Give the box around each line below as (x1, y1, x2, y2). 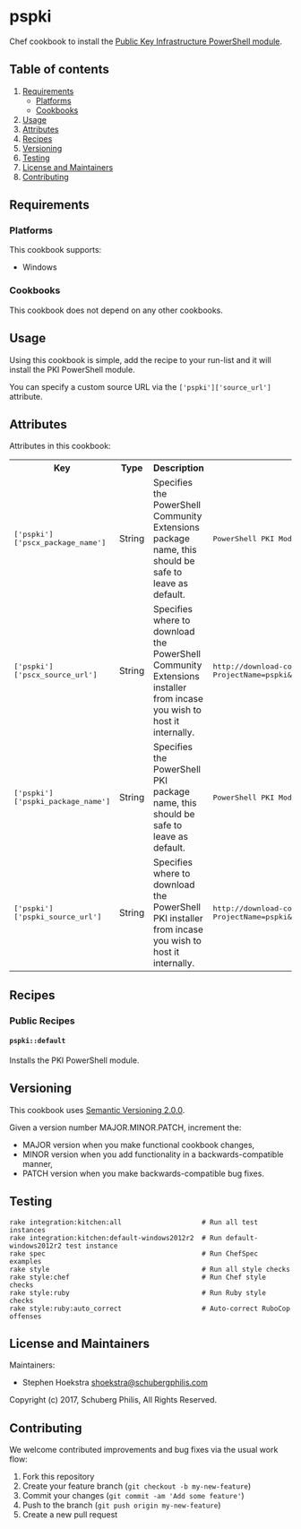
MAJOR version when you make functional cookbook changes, (21, 1139, 255, 1150)
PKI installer (153, 912, 203, 925)
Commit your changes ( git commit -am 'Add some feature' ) (21, 1490, 245, 1501)
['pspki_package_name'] (13, 797, 111, 807)
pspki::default (9, 1037, 66, 1046)
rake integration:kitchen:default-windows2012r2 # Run (9, 1233, 222, 1242)
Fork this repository (21, 1472, 95, 1482)
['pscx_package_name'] (13, 538, 107, 548)
